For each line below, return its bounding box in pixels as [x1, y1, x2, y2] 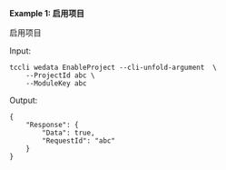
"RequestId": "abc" [42, 136, 116, 145]
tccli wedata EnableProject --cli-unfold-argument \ [9, 63, 218, 72]
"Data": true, [42, 128, 95, 137]
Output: [9, 95, 38, 105]
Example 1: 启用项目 [9, 8, 84, 18]
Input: [9, 45, 32, 56]
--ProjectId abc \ [25, 71, 95, 80]
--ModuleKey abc [25, 79, 88, 88]
